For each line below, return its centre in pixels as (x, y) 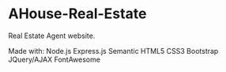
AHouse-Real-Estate (77, 14)
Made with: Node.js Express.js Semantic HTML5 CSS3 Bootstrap (113, 51)
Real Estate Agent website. (52, 36)
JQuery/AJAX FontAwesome (55, 59)
